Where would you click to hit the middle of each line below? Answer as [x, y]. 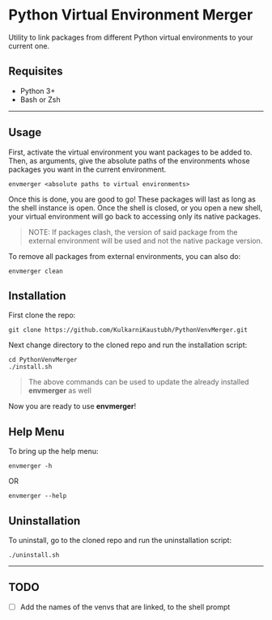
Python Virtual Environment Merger [131, 15]
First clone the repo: [42, 315]
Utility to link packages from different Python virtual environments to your [131, 37]
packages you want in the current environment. [87, 169]
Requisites [36, 72]
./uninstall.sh [34, 555]
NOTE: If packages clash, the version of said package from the [133, 231]
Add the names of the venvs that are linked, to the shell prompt [125, 607]
